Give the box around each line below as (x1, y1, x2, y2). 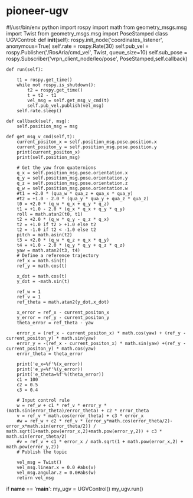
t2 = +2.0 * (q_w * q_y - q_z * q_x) (17, 216, 110, 222)
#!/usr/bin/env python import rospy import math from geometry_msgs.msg (6, 24, 187, 31)
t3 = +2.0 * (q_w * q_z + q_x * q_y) (17, 237, 110, 243)
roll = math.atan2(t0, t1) (17, 211, 83, 217)
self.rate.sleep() (17, 108, 62, 113)
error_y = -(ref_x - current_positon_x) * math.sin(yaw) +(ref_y (17, 340, 181, 346)
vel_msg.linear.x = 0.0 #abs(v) (17, 464, 96, 470)
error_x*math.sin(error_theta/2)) (6, 423, 91, 429)
